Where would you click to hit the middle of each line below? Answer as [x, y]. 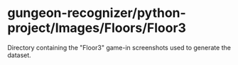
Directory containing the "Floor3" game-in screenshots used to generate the [119, 47]
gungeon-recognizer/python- [97, 13]
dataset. [20, 55]
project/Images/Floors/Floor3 [97, 28]
